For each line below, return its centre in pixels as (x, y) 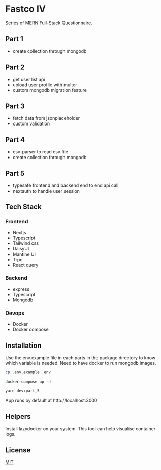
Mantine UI (24, 254)
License (18, 450)
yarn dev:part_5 (22, 391)
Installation (23, 345)
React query (25, 265)
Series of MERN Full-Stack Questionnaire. (49, 23)
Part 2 (15, 67)
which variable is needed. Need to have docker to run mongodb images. (81, 363)
